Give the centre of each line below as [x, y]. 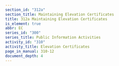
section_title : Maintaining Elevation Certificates [59, 14]
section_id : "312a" [25, 10]
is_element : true [23, 24]
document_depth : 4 [24, 56]
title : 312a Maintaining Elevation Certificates [56, 19]
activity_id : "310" [25, 42]
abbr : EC [14, 28]
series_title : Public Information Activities [53, 38]
